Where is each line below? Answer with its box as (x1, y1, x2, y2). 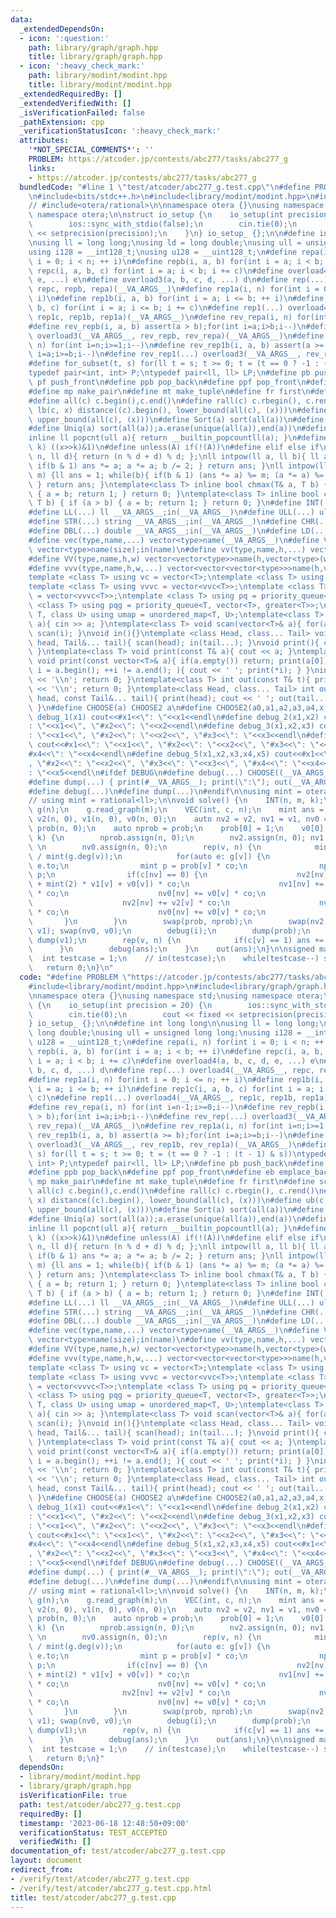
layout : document (10, 1856, 83, 1866)
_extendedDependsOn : (19, 24, 105, 34)
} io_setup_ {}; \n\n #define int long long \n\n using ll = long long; (28, 1019, 320, 1029)
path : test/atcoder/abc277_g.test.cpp (19, 1799, 182, 1810)
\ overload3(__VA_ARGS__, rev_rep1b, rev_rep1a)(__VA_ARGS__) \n (28, 1139, 302, 1150)
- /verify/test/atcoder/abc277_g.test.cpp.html (10, 1883, 213, 1893)
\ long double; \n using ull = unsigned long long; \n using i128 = (28, 1028, 302, 1038)
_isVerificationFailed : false (19, 107, 145, 118)
